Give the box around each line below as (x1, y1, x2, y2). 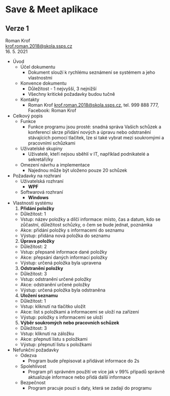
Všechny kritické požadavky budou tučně (28, 91, 115, 97)
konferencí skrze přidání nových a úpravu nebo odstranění (28, 129, 151, 135)
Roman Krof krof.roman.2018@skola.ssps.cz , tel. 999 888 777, (28, 102, 159, 108)
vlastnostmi (28, 75, 53, 80)
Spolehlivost (20, 363, 47, 369)
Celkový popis (12, 113, 43, 119)
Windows (28, 195, 49, 200)
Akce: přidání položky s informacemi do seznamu (20, 227, 125, 233)
